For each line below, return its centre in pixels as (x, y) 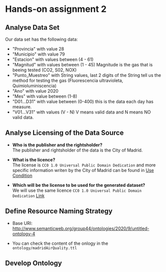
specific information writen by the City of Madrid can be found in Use (83, 170)
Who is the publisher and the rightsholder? (57, 145)
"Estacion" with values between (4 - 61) (53, 59)
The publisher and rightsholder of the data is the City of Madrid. (77, 150)
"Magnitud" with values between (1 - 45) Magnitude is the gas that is (82, 65)
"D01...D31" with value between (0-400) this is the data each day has (83, 102)
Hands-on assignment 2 (56, 9)
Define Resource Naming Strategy (59, 211)
